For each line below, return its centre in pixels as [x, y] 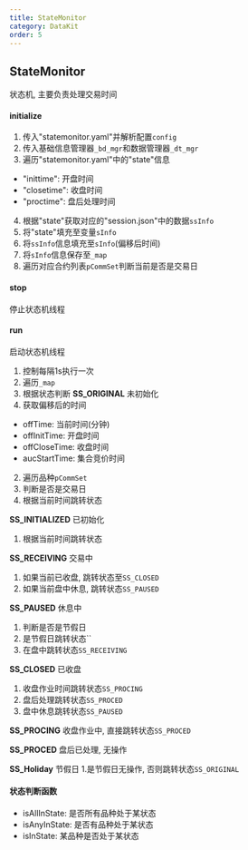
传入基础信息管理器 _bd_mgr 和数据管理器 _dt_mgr [110, 148]
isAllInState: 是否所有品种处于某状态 [89, 813]
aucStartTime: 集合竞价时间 [73, 458]
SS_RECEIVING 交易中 [51, 558]
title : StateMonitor [48, 18]
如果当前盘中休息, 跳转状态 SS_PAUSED [91, 588]
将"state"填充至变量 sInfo [69, 232]
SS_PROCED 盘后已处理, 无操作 [68, 749]
